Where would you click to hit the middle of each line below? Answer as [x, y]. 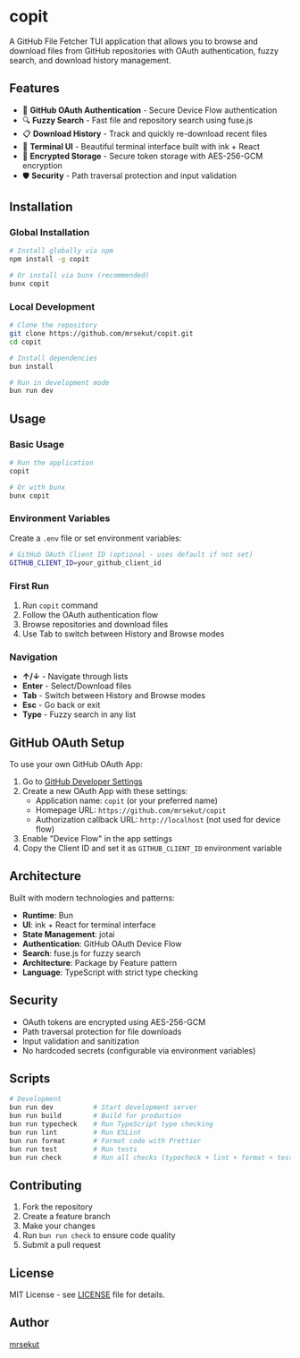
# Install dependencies [54, 358]
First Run [29, 585]
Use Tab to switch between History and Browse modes [123, 634]
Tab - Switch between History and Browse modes [114, 696]
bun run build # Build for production [95, 1116]
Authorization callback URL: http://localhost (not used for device [158, 820]
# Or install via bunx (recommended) [79, 276]
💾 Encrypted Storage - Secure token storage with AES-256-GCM [142, 156]
